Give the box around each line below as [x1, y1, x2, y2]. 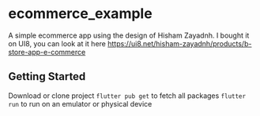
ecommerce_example [8, 5, 153, 23]
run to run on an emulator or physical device [8, 99, 153, 108]
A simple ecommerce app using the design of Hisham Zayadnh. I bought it [8, 31, 250, 40]
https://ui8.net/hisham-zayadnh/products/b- [107, 38, 252, 48]
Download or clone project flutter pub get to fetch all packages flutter [8, 91, 247, 100]
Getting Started [8, 70, 86, 83]
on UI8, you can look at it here [8, 38, 107, 48]
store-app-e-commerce [8, 47, 86, 56]
